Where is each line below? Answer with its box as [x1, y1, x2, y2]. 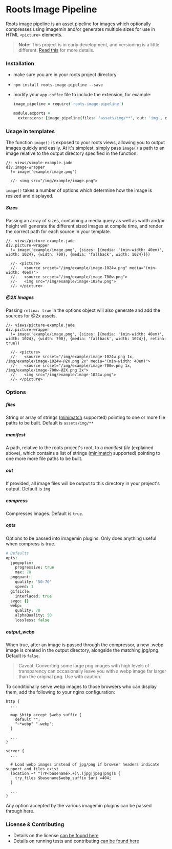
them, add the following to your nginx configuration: [6, 688, 116, 695]
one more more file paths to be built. [6, 455, 83, 462]
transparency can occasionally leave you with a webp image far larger [18, 668, 166, 674]
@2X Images [6, 294, 34, 300]
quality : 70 [15, 608, 40, 613]
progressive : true [15, 565, 54, 570]
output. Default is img [6, 485, 51, 492]
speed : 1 [15, 584, 34, 589]
